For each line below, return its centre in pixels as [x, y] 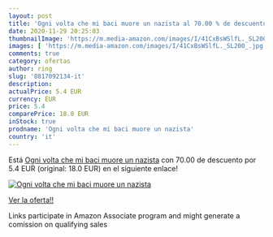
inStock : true [32, 122]
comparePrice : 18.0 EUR [49, 114]
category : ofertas [39, 62]
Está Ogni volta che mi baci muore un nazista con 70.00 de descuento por [132, 160]
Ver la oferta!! [31, 200]
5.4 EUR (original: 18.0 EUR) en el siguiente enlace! [93, 168]
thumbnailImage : [36, 39]
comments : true [34, 54]
